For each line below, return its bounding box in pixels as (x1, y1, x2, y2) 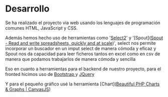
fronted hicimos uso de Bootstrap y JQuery (5, 71, 95, 77)
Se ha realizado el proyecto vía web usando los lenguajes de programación (5, 20, 160, 26)
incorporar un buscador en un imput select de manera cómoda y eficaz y (5, 45, 156, 51)
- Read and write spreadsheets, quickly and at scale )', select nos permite (5, 40, 156, 46)
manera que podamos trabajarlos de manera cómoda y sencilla (5, 56, 136, 62)
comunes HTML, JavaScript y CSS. (5, 25, 78, 31)
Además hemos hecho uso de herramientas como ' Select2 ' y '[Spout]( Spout (5, 35, 163, 41)
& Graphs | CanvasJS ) (5, 86, 51, 92)
